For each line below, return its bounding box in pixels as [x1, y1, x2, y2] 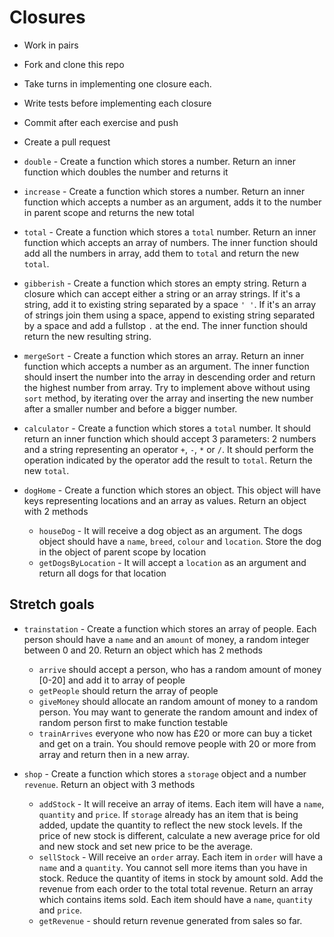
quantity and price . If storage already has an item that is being [38, 808, 299, 820]
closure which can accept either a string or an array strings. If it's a [23, 287, 301, 300]
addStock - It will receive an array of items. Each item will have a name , [38, 797, 325, 810]
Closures [9, 6, 86, 29]
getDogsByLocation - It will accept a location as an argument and [38, 556, 307, 568]
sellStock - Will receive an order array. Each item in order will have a [38, 851, 324, 863]
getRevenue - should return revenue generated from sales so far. [38, 914, 303, 926]
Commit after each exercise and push [23, 116, 179, 128]
